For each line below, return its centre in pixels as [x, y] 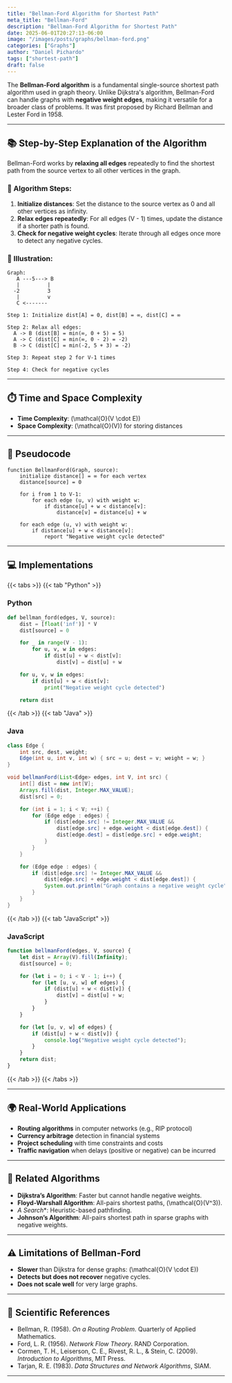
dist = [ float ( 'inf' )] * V [58, 624]
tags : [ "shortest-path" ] [43, 59]
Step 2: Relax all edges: [44, 327]
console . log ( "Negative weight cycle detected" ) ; [115, 1040]
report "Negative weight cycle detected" [105, 536]
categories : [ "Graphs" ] [41, 46]
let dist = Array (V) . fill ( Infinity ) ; [74, 957]
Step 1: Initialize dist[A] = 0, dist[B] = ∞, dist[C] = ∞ [94, 316]
